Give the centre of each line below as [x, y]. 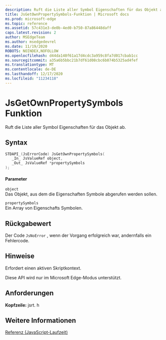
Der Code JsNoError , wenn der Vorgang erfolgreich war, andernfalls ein [78, 235]
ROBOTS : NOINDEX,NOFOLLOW [32, 51]
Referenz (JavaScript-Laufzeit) [37, 332]
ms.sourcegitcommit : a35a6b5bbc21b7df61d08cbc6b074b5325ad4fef [72, 60]
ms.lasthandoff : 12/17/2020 [34, 74]
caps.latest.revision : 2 [31, 33]
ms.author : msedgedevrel [31, 42]
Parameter [16, 179]
